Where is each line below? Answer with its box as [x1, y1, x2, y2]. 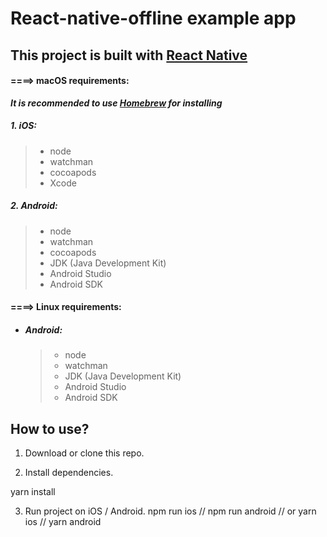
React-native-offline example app [10, 7, 297, 30]
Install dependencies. [24, 467, 114, 479]
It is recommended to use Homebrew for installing [10, 97, 223, 109]
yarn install [10, 486, 56, 498]
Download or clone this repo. [24, 447, 145, 459]
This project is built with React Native [10, 47, 248, 64]
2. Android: [10, 200, 58, 212]
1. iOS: [10, 120, 38, 132]
